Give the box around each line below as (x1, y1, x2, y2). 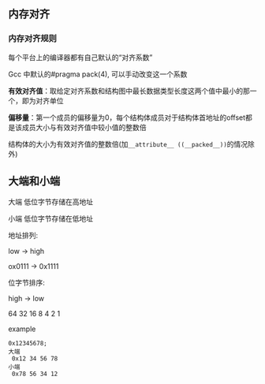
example (8, 324, 36, 334)
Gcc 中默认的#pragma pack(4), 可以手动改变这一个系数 (8, 69, 188, 79)
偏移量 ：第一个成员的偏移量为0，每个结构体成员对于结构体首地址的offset (8, 113, 246, 122)
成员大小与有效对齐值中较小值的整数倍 (21, 122, 147, 132)
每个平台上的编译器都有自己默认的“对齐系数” (8, 52, 153, 62)
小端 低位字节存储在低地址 (8, 214, 93, 223)
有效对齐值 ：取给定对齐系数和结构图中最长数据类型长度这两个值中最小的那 (8, 86, 250, 95)
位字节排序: (8, 278, 46, 287)
